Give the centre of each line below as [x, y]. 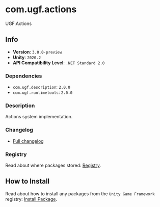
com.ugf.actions [41, 9]
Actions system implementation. [39, 117]
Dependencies [24, 76]
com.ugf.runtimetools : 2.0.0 [43, 92]
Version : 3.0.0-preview [37, 51]
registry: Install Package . [31, 199]
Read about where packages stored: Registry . [53, 165]
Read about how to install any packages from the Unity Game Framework [80, 193]
